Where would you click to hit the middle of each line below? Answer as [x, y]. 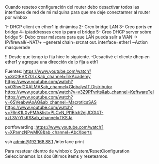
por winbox [16, 17]
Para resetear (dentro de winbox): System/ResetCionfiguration [67, 151]
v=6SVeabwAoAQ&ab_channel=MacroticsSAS [51, 102]
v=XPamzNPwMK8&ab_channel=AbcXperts [48, 132]
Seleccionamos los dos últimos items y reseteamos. [57, 156]
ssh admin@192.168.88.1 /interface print [45, 142]
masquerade [18, 47]
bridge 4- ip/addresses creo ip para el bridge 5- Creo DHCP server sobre [78, 32]
